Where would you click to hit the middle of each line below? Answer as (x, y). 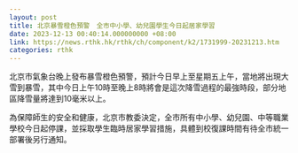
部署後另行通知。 (40, 140)
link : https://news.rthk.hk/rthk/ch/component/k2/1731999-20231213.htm (144, 42)
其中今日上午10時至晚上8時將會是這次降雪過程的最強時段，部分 (163, 88)
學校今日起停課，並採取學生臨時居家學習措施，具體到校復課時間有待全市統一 (149, 128)
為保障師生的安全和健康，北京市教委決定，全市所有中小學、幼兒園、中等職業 (149, 118)
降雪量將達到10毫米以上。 (63, 99)
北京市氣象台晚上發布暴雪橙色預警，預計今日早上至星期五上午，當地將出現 (145, 77)
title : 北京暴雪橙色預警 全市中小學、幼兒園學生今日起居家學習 (112, 26)
